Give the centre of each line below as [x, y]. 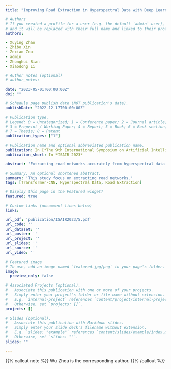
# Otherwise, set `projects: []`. [44, 304]
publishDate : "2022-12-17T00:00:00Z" [45, 108]
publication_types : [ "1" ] [33, 136]
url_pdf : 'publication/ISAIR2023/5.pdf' [49, 219]
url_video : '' [20, 252]
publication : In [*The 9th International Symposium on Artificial [77, 150]
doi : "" [13, 94]
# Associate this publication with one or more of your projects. [79, 290]
